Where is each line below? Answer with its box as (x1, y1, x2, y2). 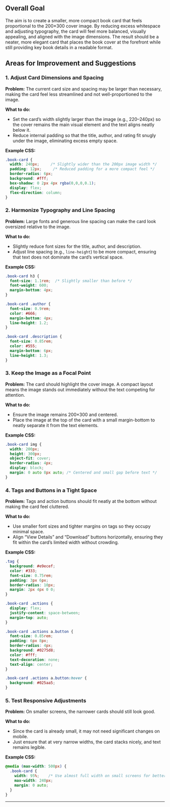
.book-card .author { (5, 302, 51, 307)
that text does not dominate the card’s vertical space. (12, 254, 124, 260)
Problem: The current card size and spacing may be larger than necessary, (5, 86, 162, 92)
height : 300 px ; (10, 451, 42, 456)
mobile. (12, 734, 29, 740)
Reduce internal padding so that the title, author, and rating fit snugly (12, 132, 156, 138)
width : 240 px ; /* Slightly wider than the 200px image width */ (10, 162, 157, 167)
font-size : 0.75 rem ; (10, 573, 53, 578)
